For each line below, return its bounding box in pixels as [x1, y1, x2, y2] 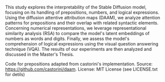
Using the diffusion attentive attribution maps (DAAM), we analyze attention [5, 15, 161, 20]
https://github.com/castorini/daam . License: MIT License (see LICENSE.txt [5, 66, 158, 72]
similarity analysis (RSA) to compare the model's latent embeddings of [5, 31, 150, 36]
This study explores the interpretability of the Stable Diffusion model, [5, 4, 147, 10]
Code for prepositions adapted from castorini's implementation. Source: [5, 61, 153, 67]
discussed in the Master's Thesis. [5, 51, 74, 57]
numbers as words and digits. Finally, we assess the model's [5, 36, 130, 41]
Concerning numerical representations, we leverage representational [5, 25, 147, 31]
